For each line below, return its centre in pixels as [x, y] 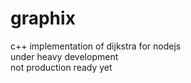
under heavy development [64, 56]
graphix [43, 18]
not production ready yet [61, 67]
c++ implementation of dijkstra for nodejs [96, 46]
